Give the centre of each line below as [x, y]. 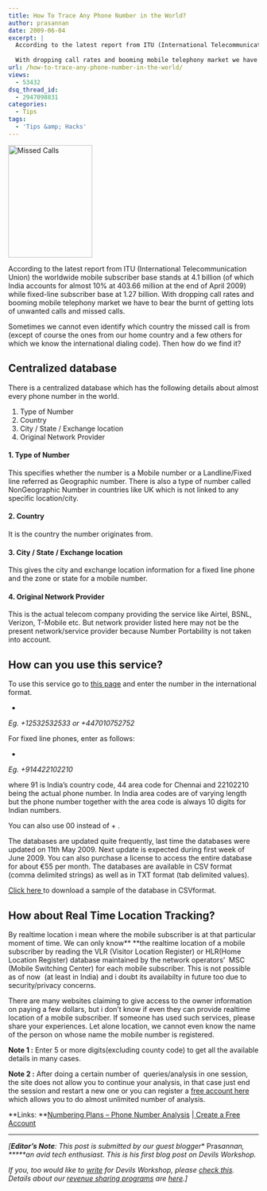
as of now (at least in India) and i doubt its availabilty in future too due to [128, 977]
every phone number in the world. [64, 396]
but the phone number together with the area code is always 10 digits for [127, 802]
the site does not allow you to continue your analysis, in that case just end [129, 1082]
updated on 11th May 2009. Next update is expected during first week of [126, 849]
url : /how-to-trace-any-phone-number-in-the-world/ [95, 68]
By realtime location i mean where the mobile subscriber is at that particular [132, 935]
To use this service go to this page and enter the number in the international [132, 684]
